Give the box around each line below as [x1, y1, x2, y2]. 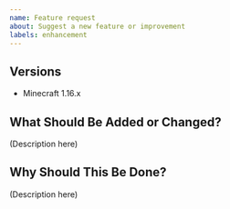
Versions [9, 64, 62, 79]
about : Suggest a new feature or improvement [9, 22, 185, 31]
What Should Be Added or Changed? [9, 114, 222, 130]
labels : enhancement [9, 30, 89, 39]
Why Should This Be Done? [9, 164, 167, 180]
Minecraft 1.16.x [22, 88, 81, 99]
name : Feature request [9, 13, 96, 23]
